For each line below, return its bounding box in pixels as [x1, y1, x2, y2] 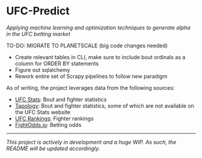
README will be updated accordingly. [6, 145, 100, 152]
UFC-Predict [6, 4, 70, 18]
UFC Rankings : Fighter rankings [14, 115, 94, 122]
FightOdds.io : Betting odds [14, 121, 82, 128]
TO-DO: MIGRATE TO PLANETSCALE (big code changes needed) [6, 42, 168, 49]
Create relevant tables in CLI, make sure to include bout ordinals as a [14, 53, 186, 60]
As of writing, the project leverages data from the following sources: [6, 84, 175, 91]
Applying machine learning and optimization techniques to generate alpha [6, 24, 191, 31]
